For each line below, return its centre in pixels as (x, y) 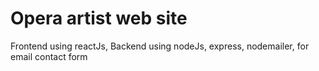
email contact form (49, 56)
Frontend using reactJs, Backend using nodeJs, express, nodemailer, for (160, 46)
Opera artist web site (99, 18)
